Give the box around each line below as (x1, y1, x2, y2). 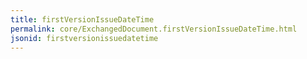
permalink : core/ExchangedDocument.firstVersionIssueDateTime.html (10, 24, 298, 34)
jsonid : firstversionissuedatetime (10, 33, 159, 43)
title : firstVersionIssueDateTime (10, 14, 155, 25)
